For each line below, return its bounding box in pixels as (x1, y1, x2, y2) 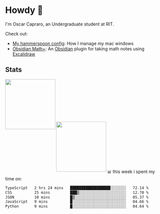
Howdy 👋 (5, 4, 43, 16)
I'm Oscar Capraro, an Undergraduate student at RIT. (5, 21, 114, 27)
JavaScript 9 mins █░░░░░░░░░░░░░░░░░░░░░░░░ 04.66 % (5, 199, 149, 204)
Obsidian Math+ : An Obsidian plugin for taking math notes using (12, 45, 145, 51)
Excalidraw (12, 51, 35, 57)
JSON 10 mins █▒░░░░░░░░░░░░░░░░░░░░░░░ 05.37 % (5, 194, 149, 199)
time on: (5, 175, 22, 181)
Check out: (5, 30, 28, 36)
